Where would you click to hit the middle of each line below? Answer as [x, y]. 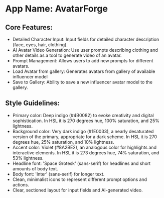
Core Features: [29, 27]
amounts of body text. [35, 168]
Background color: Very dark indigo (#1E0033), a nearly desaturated [83, 131]
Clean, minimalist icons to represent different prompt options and [79, 179]
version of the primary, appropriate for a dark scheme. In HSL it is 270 [85, 137]
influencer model [30, 77]
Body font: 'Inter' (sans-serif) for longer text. [58, 174]
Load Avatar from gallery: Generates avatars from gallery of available [84, 71]
